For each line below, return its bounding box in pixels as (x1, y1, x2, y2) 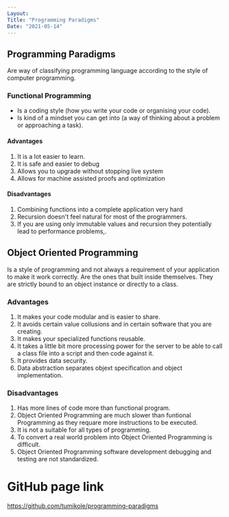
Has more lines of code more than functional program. (16, 404, 171, 412)
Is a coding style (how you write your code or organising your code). (16, 107, 211, 115)
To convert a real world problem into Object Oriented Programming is (16, 433, 213, 441)
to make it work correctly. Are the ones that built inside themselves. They (7, 272, 214, 280)
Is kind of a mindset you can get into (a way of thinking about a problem (16, 114, 221, 122)
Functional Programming (7, 91, 91, 100)
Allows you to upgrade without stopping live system (16, 166, 163, 175)
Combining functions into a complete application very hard (16, 205, 183, 213)
